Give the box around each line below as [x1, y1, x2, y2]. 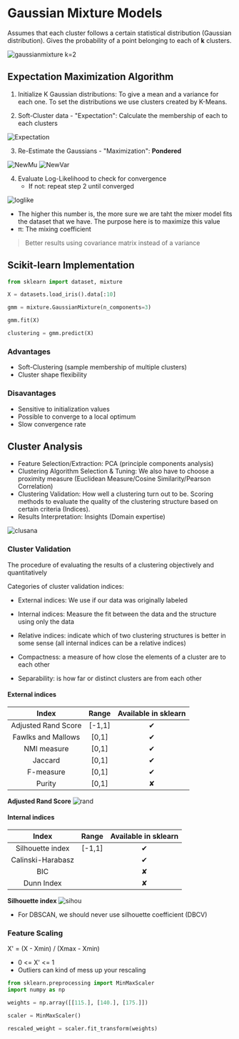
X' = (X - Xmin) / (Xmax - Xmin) [7, 945, 100, 953]
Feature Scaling [7, 928, 63, 938]
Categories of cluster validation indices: [7, 582, 125, 590]
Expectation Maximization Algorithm [7, 71, 174, 83]
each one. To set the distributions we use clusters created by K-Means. [17, 97, 228, 106]
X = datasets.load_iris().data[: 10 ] [7, 291, 116, 298]
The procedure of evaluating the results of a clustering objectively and [7, 560, 214, 569]
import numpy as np [7, 986, 66, 994]
